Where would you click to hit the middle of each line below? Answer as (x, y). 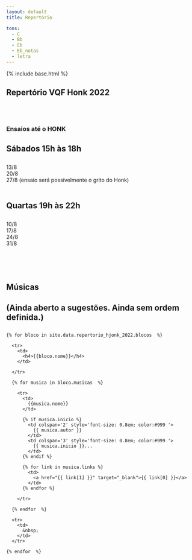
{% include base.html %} (37, 74)
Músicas (23, 287)
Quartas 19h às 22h (43, 206)
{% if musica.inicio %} (52, 419)
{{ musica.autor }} (57, 430)
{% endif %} (37, 456)
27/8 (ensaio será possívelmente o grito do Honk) (68, 180)
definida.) (25, 317)
